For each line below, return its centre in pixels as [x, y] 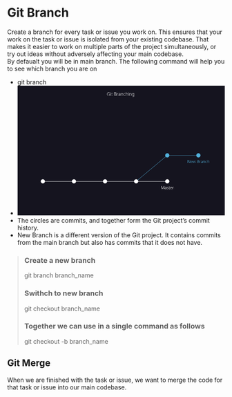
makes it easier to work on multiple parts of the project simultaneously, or [112, 46]
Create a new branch [60, 260]
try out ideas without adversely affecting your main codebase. [96, 54]
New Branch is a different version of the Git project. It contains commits [119, 235]
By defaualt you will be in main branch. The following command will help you [116, 61]
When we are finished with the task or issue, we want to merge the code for [115, 380]
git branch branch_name [59, 275]
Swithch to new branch [64, 293]
